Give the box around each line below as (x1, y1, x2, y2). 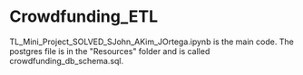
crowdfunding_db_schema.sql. (9, 55, 124, 66)
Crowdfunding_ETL (9, 6, 159, 27)
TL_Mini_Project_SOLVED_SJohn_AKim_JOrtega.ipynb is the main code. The (9, 36, 295, 47)
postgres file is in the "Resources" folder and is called (9, 45, 210, 56)
